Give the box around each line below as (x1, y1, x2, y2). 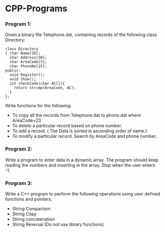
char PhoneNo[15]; (9, 64, 48, 69)
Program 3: (5, 180, 33, 187)
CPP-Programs (5, 3, 67, 14)
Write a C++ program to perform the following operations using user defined (5, 191, 161, 197)
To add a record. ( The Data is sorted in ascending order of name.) (12, 128, 147, 134)
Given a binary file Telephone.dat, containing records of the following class (5, 32, 158, 38)
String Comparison (12, 206, 51, 212)
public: (5, 68, 21, 73)
